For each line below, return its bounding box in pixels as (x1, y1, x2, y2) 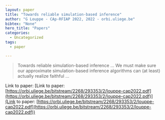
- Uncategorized (9, 35, 43, 40)
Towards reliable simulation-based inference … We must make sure (17, 62, 156, 68)
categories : (5, 30, 30, 35)
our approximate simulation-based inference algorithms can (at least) (17, 68, 160, 74)
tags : (5, 40, 16, 45)
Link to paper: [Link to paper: (5, 83, 65, 89)
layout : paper (5, 7, 35, 12)
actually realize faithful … (17, 73, 69, 79)
